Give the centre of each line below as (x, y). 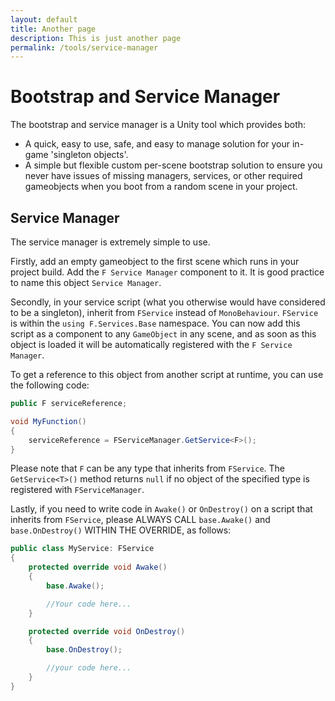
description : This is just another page (96, 38)
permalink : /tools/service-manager (84, 47)
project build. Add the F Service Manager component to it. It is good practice (167, 272)
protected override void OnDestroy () (107, 631)
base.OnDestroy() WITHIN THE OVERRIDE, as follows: (121, 530)
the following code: (50, 385)
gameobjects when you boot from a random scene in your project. (161, 187)
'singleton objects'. (89, 155)
